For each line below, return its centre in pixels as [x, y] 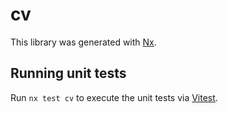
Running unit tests [68, 73]
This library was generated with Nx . [83, 42]
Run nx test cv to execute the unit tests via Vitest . [114, 97]
